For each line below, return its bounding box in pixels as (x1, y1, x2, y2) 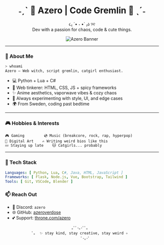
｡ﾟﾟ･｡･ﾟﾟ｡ (71, 225, 88, 230)
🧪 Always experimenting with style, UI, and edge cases (12, 95, 123, 101)
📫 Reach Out (5, 191, 37, 198)
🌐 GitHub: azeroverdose (12, 209, 61, 215)
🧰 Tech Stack (5, 159, 37, 166)
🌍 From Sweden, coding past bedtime (12, 101, 90, 107)
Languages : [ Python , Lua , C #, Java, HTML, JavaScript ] (5, 170, 123, 175)
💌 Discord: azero (12, 204, 45, 210)
